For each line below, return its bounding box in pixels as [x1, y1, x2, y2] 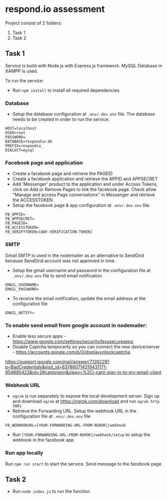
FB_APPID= [5, 212, 26, 217]
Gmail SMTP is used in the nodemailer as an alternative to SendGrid [5, 252, 145, 258]
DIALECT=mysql [5, 148, 35, 153]
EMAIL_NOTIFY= [5, 310, 35, 315]
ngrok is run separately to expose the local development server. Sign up [12, 393, 160, 399]
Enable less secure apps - [12, 333, 66, 339]
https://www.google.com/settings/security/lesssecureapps [12, 338, 134, 344]
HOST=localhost [5, 126, 37, 131]
